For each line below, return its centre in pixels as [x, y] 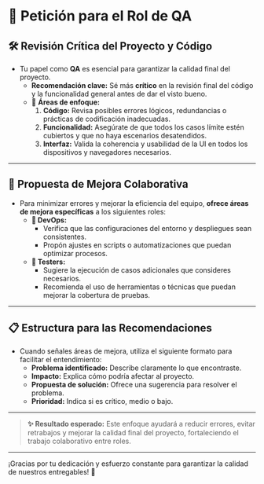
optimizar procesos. [75, 253]
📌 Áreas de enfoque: [66, 102]
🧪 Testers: [48, 262]
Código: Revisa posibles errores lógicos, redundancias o [135, 110]
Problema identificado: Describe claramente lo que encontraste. [136, 368]
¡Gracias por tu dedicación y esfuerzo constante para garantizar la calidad [128, 464]
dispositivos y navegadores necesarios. [107, 152]
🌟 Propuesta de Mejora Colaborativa [98, 184]
